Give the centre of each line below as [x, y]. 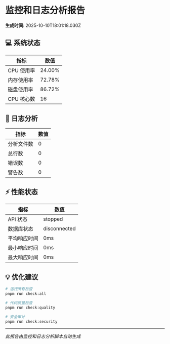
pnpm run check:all [26, 294]
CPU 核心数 [22, 99]
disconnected [59, 228]
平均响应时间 [23, 239]
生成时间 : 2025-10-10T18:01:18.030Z [43, 25]
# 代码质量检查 [19, 303]
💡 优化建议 [22, 277]
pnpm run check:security [31, 321]
